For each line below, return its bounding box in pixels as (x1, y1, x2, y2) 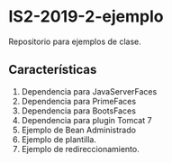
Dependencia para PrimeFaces (21, 95, 137, 106)
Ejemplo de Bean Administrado (21, 124, 137, 135)
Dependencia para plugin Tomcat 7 (21, 114, 152, 125)
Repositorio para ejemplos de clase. (8, 36, 141, 47)
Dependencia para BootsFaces (21, 105, 137, 116)
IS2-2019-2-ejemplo (8, 6, 164, 27)
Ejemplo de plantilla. (21, 133, 96, 145)
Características (8, 62, 97, 77)
